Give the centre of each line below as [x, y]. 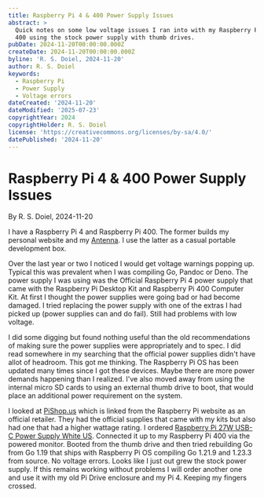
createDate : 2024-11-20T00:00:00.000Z [71, 52]
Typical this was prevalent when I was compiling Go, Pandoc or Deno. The [128, 272]
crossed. [22, 486]
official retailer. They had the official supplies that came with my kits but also [132, 419]
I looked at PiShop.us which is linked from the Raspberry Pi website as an [127, 411]
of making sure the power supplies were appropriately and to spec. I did [125, 345]
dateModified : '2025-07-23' [54, 111]
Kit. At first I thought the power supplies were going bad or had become [124, 297]
